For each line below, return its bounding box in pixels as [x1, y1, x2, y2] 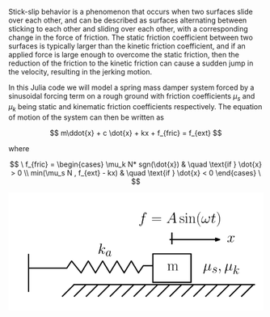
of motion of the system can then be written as [8, 112, 164, 122]
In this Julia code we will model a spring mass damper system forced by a [8, 82, 255, 92]
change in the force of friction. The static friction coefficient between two [8, 32, 253, 42]
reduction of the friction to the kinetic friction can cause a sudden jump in [8, 58, 254, 68]
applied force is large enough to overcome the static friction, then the [8, 50, 240, 59]
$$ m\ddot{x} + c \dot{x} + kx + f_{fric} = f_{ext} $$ [49, 128, 222, 137]
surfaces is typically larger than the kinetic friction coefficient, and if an [8, 41, 247, 51]
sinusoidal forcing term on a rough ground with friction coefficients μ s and [8, 91, 255, 103]
